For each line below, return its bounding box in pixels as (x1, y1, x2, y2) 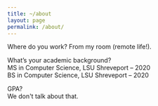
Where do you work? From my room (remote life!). (7, 43, 152, 51)
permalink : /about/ (7, 23, 65, 30)
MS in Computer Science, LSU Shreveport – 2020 (7, 64, 151, 72)
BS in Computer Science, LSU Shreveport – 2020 (7, 71, 150, 79)
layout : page (7, 17, 46, 24)
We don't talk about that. (7, 92, 79, 100)
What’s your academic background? (7, 56, 112, 65)
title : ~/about (7, 10, 52, 18)
